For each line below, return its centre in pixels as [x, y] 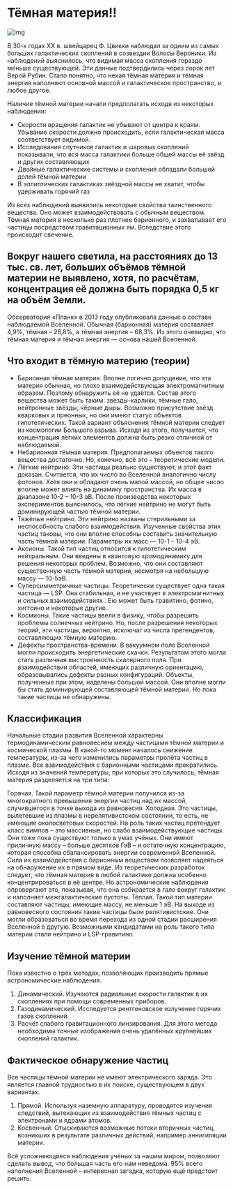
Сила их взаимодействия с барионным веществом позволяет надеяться [115, 860]
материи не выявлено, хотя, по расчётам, [103, 278]
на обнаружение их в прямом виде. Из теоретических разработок [106, 867]
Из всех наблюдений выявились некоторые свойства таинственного [110, 204]
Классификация [45, 718]
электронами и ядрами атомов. [65, 1120]
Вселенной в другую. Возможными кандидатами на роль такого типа [111, 927]
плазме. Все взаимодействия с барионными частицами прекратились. [113, 765]
